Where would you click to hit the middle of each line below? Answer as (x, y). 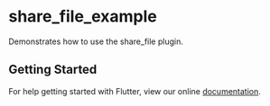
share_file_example (83, 17)
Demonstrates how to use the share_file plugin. (96, 41)
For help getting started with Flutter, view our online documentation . (135, 91)
